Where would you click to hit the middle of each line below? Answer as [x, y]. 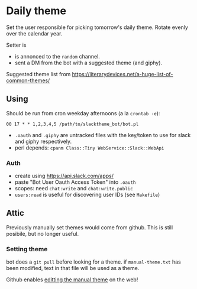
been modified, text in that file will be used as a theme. [73, 268]
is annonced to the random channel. [57, 56]
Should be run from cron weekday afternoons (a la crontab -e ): [83, 113]
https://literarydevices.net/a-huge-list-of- [122, 74]
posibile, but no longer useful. [42, 233]
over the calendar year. [34, 33]
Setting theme [27, 249]
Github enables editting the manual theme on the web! [72, 280]
